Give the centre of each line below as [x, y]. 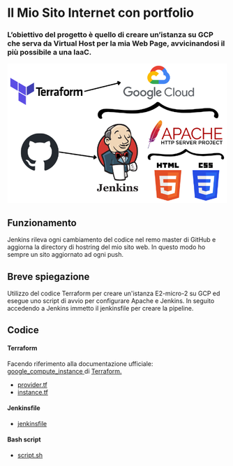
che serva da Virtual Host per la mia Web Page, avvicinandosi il [116, 43]
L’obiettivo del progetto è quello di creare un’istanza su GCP [111, 35]
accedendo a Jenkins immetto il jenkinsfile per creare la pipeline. [100, 308]
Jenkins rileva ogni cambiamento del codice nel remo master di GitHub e [112, 240]
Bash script [24, 439]
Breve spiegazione [48, 277]
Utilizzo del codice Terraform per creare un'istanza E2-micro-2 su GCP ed [114, 293]
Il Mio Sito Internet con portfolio [100, 13]
